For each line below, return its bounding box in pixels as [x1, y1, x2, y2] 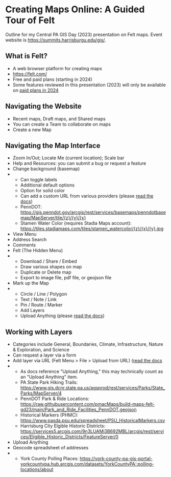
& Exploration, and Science [12, 347, 70, 353]
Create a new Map [12, 127, 52, 133]
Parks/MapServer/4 [20, 390, 62, 397]
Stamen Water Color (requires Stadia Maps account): [20, 220, 132, 226]
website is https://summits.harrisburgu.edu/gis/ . [5, 37, 106, 43]
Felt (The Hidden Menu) [12, 247, 63, 254]
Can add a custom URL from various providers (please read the [20, 193, 154, 199]
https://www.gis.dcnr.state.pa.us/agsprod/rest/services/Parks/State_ [20, 385, 165, 391]
